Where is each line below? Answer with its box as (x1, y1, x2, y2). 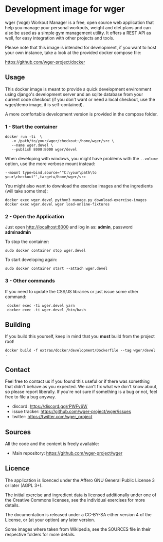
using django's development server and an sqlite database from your (5, 91, 144, 97)
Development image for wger (5, 3, 125, 15)
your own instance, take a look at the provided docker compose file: (5, 50, 142, 56)
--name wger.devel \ (11, 143, 54, 148)
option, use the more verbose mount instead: (5, 161, 95, 167)
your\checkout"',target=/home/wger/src (5, 174, 86, 180)
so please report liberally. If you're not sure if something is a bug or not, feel (5, 389, 157, 395)
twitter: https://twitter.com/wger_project (12, 414, 92, 420)
